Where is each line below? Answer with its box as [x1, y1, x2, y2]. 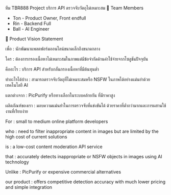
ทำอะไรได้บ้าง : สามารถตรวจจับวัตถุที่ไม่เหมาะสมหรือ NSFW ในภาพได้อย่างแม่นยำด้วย [5, 77, 151, 82]
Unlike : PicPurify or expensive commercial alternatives [5, 169, 121, 175]
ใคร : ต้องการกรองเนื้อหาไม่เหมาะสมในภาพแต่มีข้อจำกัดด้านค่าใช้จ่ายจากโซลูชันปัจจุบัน [5, 56, 148, 62]
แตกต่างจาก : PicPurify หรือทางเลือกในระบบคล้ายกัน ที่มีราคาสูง [5, 92, 115, 98]
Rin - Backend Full [12, 20, 51, 27]
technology [5, 159, 29, 165]
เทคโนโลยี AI [5, 82, 29, 88]
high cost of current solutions [5, 134, 67, 140]
